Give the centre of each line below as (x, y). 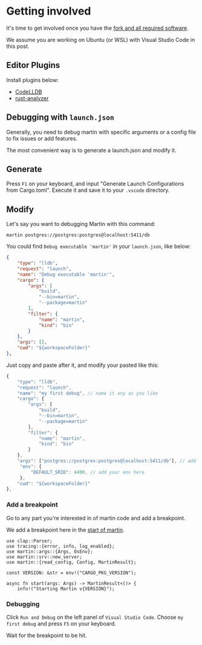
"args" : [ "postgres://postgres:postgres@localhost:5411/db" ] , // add (107, 461)
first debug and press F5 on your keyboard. (61, 623)
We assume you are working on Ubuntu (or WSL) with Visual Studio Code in (101, 39)
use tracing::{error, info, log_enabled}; (60, 546)
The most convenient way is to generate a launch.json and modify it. (91, 150)
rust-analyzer (32, 98)
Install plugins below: (33, 80)
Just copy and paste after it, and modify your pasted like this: (83, 365)
